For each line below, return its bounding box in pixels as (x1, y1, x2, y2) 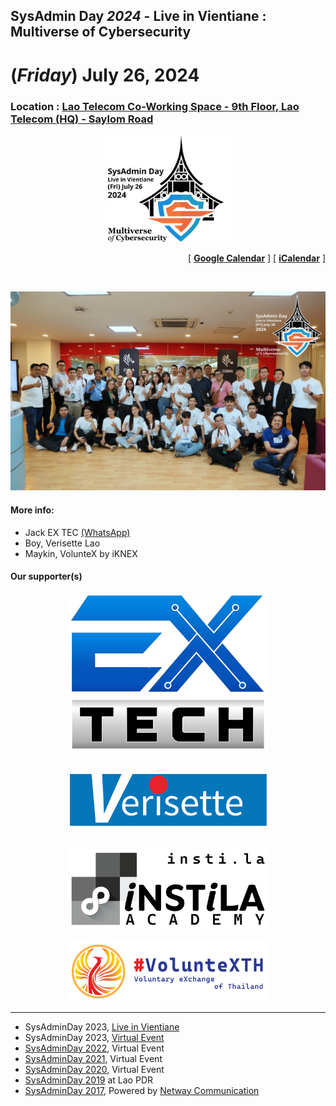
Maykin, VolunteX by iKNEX (24, 547, 138, 559)
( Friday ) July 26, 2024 (10, 64, 200, 86)
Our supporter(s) (10, 570, 83, 583)
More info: (10, 504, 55, 516)
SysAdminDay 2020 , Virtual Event (24, 1063, 165, 1075)
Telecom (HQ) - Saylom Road (10, 112, 154, 126)
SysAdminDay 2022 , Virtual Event (24, 1042, 165, 1054)
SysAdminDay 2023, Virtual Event (24, 1031, 165, 1043)
